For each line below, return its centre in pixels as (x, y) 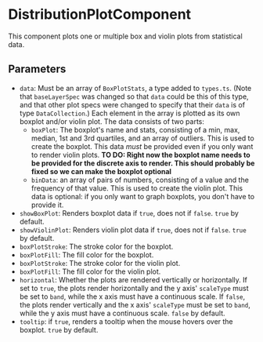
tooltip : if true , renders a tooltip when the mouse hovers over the (126, 321)
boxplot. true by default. (59, 329)
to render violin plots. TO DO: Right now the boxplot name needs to (141, 155)
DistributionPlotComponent (100, 15)
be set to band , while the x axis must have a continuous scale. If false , (132, 297)
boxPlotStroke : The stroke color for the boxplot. (96, 246)
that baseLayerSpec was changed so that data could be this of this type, (134, 96)
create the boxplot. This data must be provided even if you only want (142, 146)
